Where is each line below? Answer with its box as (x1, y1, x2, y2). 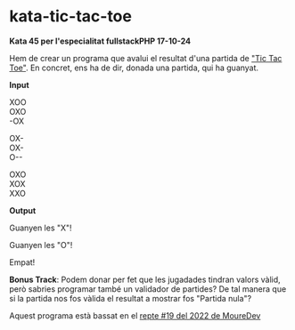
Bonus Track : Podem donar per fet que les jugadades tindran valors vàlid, (9, 274, 281, 285)
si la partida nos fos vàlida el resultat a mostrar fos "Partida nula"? (9, 293, 252, 303)
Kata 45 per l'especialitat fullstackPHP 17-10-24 (9, 36, 192, 46)
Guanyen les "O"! (9, 239, 73, 250)
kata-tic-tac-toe (9, 6, 132, 27)
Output (9, 205, 37, 215)
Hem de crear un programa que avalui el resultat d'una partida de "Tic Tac (9, 52, 283, 63)
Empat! (9, 256, 36, 268)
